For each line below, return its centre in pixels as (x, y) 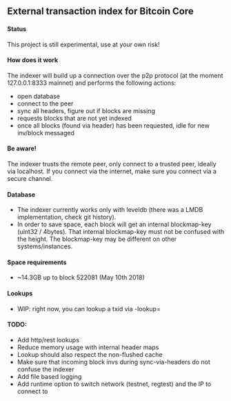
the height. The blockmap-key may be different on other (97, 239)
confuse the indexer (46, 369)
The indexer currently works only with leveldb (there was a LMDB (110, 210)
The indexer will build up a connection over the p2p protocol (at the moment (115, 75)
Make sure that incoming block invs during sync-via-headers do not (113, 362)
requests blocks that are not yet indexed (74, 118)
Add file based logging (49, 376)
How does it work (33, 60)
